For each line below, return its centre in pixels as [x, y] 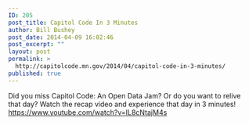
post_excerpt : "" [36, 45]
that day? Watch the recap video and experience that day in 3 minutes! [122, 104]
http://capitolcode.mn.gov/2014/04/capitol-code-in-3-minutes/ [120, 66]
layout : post [29, 52]
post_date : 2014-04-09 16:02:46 [61, 37]
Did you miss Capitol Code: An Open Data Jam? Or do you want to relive [125, 95]
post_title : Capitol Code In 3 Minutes [73, 23]
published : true [34, 73]
